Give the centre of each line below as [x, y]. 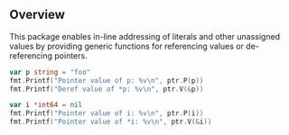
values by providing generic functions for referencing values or [126, 46]
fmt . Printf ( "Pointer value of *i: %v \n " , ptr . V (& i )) [111, 122]
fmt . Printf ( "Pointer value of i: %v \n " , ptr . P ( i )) [107, 113]
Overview [37, 15]
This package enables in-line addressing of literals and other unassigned [145, 36]
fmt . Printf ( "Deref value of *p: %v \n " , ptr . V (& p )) [107, 89]
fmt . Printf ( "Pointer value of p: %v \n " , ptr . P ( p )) [107, 80]
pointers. [70, 55]
